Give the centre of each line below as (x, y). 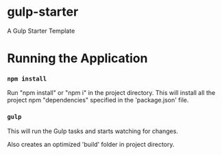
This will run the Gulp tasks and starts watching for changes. (92, 131)
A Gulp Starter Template (41, 31)
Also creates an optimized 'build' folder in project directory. (91, 144)
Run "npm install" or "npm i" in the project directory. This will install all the (111, 93)
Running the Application (77, 58)
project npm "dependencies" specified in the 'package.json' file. (98, 100)
